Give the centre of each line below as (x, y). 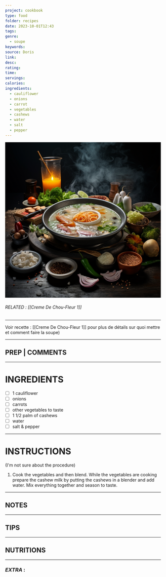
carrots (20, 404)
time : (11, 73)
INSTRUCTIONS (38, 451)
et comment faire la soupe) (33, 332)
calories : (15, 83)
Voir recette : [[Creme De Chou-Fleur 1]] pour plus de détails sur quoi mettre (83, 327)
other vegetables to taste (38, 410)
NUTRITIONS (25, 550)
